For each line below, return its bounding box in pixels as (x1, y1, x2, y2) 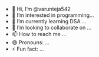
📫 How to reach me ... (11, 31, 67, 37)
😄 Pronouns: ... (11, 39, 50, 46)
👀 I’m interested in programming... (11, 12, 94, 19)
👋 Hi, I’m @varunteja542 (11, 6, 71, 12)
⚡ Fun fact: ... (11, 45, 44, 52)
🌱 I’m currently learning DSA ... (11, 18, 87, 24)
